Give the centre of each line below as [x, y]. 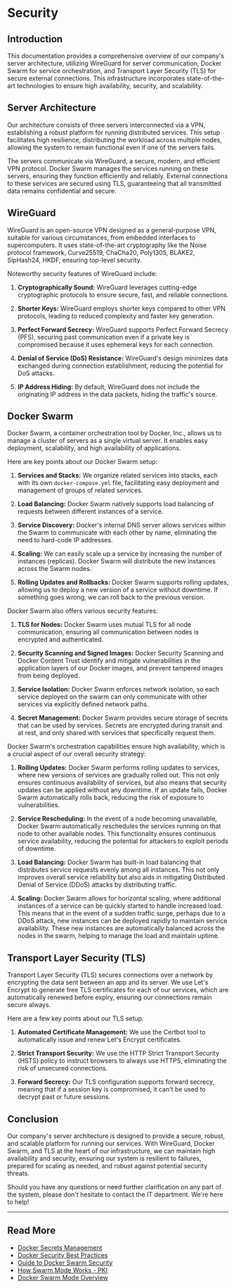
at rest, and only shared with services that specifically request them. [116, 733]
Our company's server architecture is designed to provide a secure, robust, [116, 1136]
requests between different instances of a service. [90, 511]
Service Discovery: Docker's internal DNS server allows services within [122, 525]
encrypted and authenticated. [60, 639]
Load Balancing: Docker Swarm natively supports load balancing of [116, 504]
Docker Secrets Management [60, 1247]
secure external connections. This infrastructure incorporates [96, 78]
